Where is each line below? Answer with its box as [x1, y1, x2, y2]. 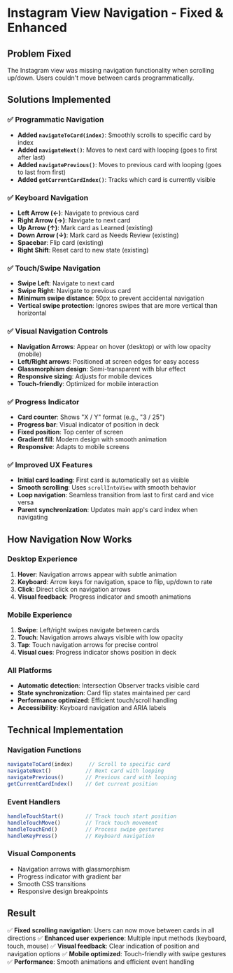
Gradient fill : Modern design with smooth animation [17, 435, 167, 443]
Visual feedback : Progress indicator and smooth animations [17, 592, 192, 601]
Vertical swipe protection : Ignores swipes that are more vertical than [17, 301, 218, 310]
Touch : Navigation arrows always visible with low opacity [17, 633, 183, 641]
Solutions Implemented [7, 94, 111, 106]
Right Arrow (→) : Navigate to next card [17, 215, 131, 225]
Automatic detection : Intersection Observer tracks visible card [17, 681, 199, 690]
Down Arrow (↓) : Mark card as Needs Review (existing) [17, 231, 180, 239]
